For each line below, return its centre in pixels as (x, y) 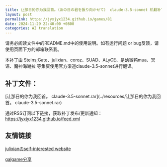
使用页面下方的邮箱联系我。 (34, 49)
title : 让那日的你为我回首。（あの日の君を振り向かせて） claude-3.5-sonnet (77, 10)
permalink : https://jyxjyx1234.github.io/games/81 (59, 19)
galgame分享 (18, 159)
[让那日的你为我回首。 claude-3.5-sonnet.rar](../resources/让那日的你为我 (81, 96)
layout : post (19, 14)
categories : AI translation (34, 28)
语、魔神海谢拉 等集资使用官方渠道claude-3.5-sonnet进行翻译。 (71, 66)
